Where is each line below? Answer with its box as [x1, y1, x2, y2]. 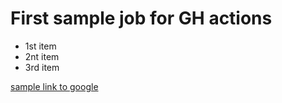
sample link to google [10, 80, 99, 92]
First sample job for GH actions [10, 7, 273, 30]
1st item [24, 40, 57, 52]
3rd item [24, 61, 60, 73]
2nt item [24, 50, 60, 62]
